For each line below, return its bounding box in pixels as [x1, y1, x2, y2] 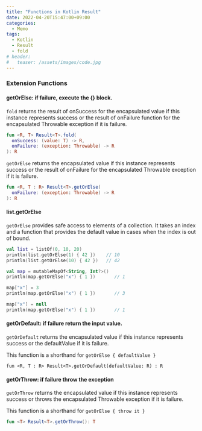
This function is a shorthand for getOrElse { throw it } [6, 407, 145, 415]
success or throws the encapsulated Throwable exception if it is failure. [6, 395, 184, 403]
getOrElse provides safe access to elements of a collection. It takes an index [6, 221, 196, 229]
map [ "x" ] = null [6, 301, 47, 307]
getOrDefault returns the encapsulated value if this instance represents [6, 333, 184, 341]
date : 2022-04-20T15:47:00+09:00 [6, 14, 90, 20]
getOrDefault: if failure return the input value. [6, 320, 122, 327]
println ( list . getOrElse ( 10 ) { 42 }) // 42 [6, 257, 120, 263]
